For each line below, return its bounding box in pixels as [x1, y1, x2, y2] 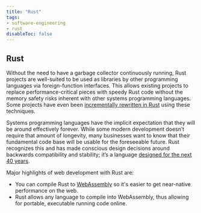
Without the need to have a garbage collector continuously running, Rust [6, 69, 187, 76]
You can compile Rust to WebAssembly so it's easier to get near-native [14, 181, 191, 188]
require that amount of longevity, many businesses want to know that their [6, 131, 191, 139]
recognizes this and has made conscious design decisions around [6, 145, 170, 152]
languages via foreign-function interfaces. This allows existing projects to [6, 82, 188, 89]
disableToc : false [6, 31, 52, 37]
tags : [6, 14, 20, 20]
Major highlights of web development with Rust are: [6, 169, 134, 176]
